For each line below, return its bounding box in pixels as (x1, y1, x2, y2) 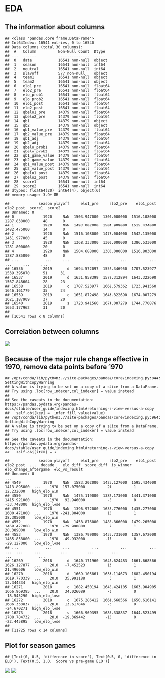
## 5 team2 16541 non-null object (5, 79, 108, 84)
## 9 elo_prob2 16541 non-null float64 (5, 97, 110, 102)
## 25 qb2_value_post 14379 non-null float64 (5, 166, 110, 171)
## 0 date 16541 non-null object (5, 58, 108, 63)
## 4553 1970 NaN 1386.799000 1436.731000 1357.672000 (5, 532, 156, 537)
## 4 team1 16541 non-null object (5, 75, 108, 80)
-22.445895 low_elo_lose (5, 619, 61, 624)
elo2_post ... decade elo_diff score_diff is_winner (5, 462, 132, 467)
